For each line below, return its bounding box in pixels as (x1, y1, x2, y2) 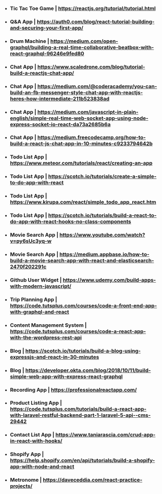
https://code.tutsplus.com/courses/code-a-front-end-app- (9, 302, 157, 309)
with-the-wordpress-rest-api (9, 334, 82, 341)
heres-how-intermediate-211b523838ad (9, 95, 110, 102)
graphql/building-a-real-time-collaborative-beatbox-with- (9, 44, 154, 50)
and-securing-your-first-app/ (9, 24, 83, 31)
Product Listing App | (9, 399, 62, 406)
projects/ (9, 483, 33, 490)
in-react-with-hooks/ (9, 438, 63, 445)
